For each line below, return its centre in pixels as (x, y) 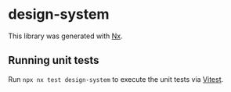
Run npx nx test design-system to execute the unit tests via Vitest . (116, 79)
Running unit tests (54, 60)
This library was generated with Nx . (65, 36)
